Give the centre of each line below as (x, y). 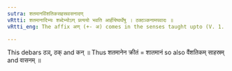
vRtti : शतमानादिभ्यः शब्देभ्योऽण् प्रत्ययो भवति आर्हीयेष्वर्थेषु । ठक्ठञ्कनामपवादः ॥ (90, 20)
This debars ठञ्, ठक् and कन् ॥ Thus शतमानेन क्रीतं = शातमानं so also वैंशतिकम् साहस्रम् (116, 52)
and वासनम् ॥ (24, 61)
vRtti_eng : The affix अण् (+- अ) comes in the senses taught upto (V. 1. (116, 26)
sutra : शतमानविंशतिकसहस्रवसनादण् (45, 14)
